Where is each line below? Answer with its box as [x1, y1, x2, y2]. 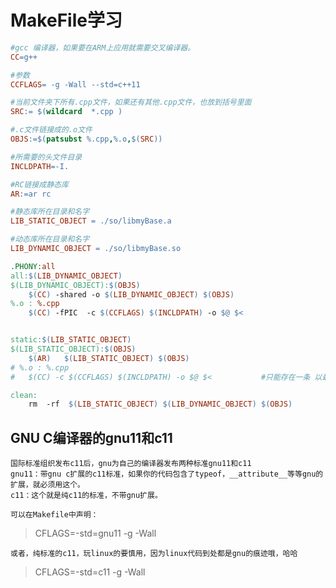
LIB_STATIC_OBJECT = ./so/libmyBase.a [10, 216, 172, 226]
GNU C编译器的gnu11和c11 [10, 429, 173, 446]
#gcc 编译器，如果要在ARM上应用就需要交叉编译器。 [10, 42, 196, 53]
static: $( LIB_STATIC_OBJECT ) [10, 335, 132, 345]
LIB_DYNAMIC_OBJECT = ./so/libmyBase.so [10, 244, 182, 254]
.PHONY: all [10, 261, 56, 271]
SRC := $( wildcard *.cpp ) [10, 107, 123, 117]
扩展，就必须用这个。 [10, 480, 85, 490]
